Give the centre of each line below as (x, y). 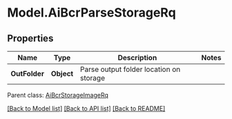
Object (62, 74)
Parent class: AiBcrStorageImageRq (58, 95)
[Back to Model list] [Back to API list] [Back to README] (86, 108)
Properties (30, 38)
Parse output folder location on (130, 69)
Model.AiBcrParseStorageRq (91, 13)
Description (137, 58)
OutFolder (28, 74)
